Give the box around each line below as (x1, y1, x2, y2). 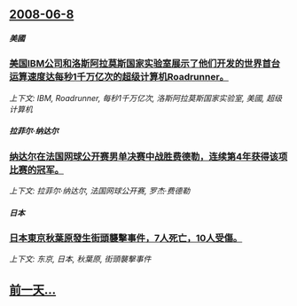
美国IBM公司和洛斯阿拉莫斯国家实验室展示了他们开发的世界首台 (9, 58, 281, 70)
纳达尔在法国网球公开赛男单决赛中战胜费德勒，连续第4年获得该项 (9, 150, 288, 162)
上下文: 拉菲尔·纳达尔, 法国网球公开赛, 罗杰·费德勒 (9, 185, 191, 196)
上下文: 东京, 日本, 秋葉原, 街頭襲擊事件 (9, 254, 152, 264)
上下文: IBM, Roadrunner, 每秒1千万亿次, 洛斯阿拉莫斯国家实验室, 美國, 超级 (9, 92, 283, 103)
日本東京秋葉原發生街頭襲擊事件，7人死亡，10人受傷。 (9, 232, 243, 245)
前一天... (9, 282, 57, 297)
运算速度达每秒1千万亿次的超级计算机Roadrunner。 (9, 71, 229, 83)
